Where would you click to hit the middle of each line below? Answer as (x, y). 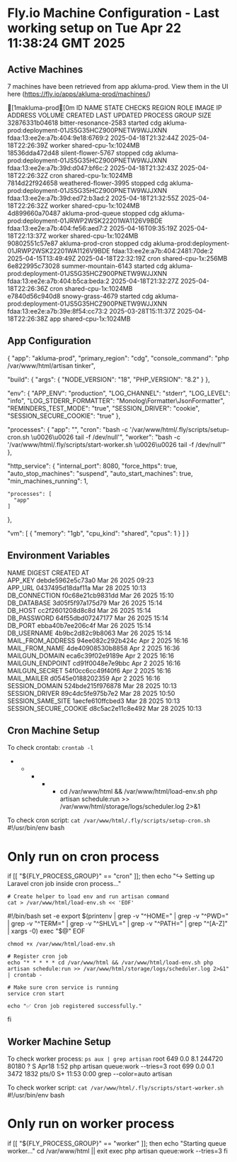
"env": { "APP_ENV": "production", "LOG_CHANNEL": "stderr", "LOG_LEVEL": (119, 393)
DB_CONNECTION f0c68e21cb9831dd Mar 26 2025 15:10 (91, 595)
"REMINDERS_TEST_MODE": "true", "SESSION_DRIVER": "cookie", (104, 408)
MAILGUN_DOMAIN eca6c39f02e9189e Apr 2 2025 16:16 (91, 655)
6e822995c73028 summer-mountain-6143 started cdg (87, 266)
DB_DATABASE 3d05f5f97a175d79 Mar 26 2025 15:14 (85, 603)
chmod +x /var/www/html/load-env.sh (61, 944)
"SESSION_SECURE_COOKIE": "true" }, (64, 416)
